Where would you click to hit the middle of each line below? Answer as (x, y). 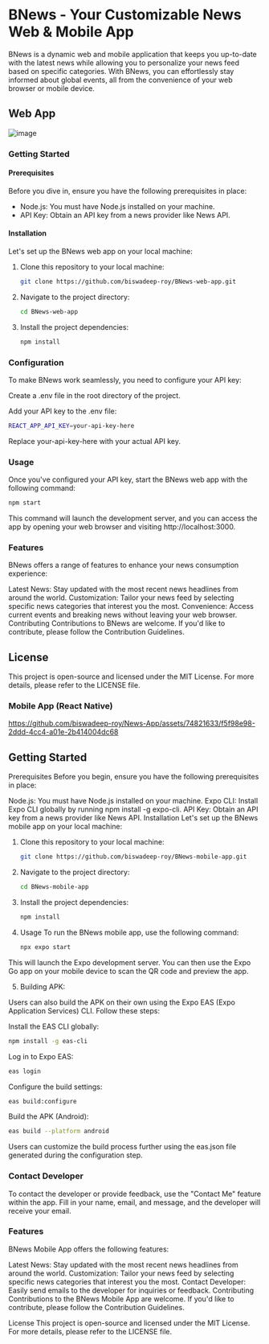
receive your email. (40, 1210)
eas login (25, 1071)
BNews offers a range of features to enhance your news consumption (124, 565)
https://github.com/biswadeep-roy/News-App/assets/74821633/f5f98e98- (132, 723)
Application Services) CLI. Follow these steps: (84, 1010)
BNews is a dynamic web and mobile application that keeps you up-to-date (132, 54)
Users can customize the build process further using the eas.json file (122, 1147)
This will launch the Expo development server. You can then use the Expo (130, 962)
